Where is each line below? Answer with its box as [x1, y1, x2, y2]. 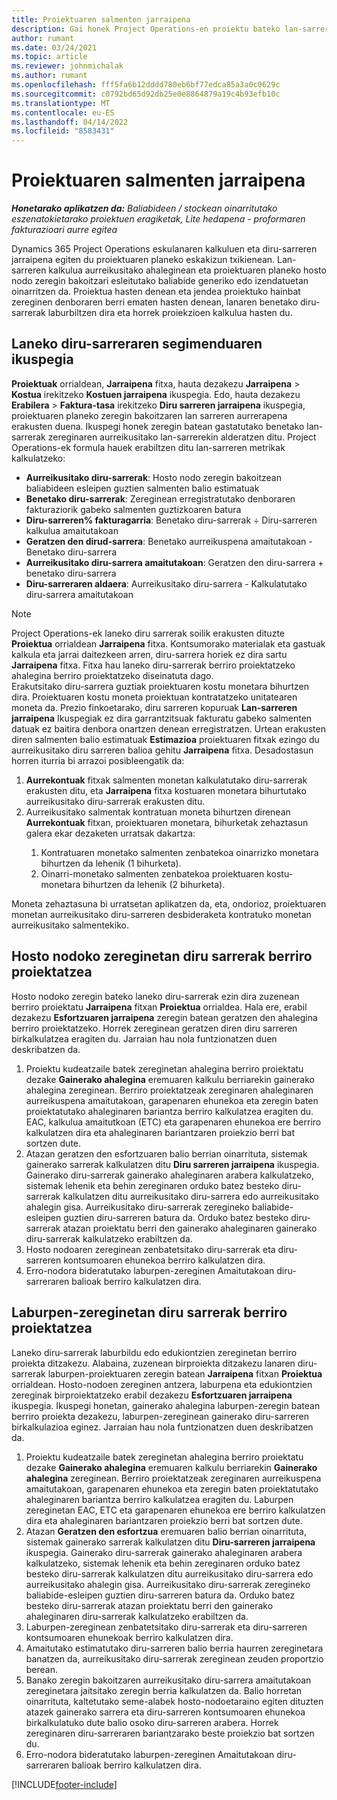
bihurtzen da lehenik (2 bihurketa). [82, 878, 226, 890]
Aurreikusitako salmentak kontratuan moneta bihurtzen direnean [25, 806, 291, 818]
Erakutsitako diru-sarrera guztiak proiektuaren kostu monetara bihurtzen [11, 680, 309, 692]
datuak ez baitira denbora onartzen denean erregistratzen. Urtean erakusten [11, 722, 326, 735]
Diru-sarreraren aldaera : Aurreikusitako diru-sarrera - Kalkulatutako [25, 577, 308, 590]
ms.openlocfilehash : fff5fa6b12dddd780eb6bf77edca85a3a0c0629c [11, 80, 281, 90]
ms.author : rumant [11, 71, 88, 81]
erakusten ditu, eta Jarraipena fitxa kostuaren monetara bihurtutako [25, 784, 307, 796]
